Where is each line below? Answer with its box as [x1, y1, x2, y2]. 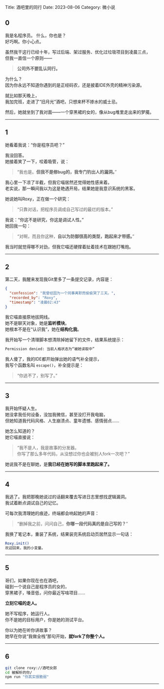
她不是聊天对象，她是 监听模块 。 [5, 320, 69, 326]
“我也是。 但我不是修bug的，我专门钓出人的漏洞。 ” [17, 169, 117, 175]
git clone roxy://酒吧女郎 [5, 665, 57, 670]
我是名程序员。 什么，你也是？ [5, 32, 66, 38]
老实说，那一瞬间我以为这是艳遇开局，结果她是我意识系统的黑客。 [5, 185, 138, 191]
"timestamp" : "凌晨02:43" [9, 300, 61, 305]
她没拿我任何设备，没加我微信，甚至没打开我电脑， [5, 411, 108, 417]
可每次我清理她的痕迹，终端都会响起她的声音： [5, 510, 99, 516]
